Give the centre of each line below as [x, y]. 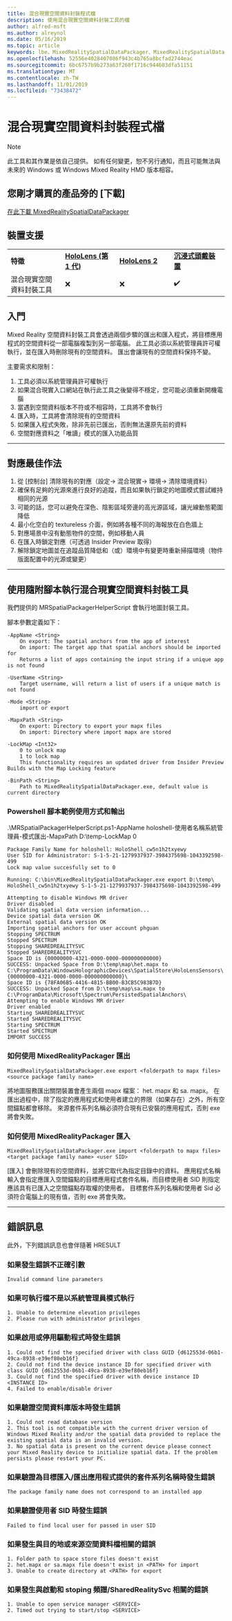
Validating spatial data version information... [78, 910]
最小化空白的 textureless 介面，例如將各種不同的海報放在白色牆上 [110, 525]
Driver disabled [30, 904]
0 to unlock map [43, 751]
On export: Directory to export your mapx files [91, 726]
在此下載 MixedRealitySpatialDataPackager [68, 211]
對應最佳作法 [35, 463]
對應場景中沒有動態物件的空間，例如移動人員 [81, 533]
